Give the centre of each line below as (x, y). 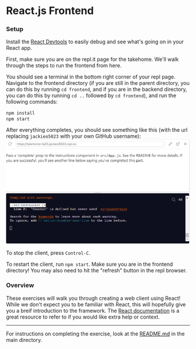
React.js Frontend (50, 11)
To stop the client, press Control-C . (48, 252)
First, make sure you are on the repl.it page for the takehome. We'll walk (92, 59)
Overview (20, 285)
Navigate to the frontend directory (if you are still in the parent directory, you (98, 83)
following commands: (32, 102)
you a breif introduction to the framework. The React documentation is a (93, 310)
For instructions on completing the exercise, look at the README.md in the (95, 333)
